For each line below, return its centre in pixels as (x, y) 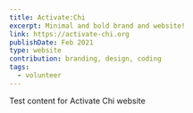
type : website (36, 51)
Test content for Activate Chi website (77, 101)
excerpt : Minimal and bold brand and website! (97, 26)
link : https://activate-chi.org (69, 34)
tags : (19, 68)
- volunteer (40, 76)
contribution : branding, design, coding (86, 59)
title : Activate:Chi (48, 17)
